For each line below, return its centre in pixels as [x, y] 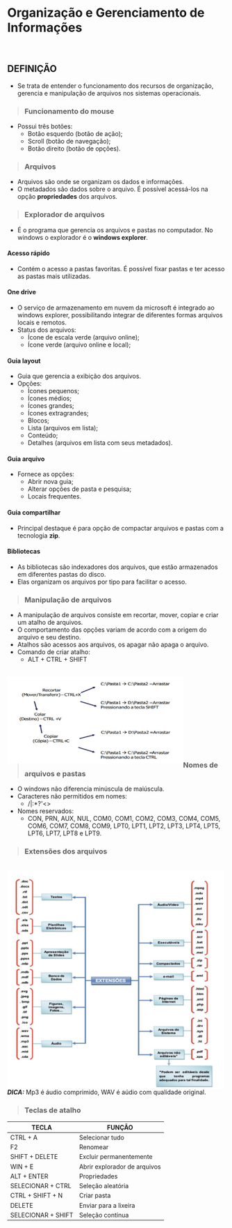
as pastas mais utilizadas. [54, 276]
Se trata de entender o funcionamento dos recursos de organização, [115, 86]
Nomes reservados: [45, 811]
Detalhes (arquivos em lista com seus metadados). [100, 443]
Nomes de [201, 765]
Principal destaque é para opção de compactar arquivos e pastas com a [121, 528]
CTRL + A [24, 1137]
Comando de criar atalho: [53, 652]
